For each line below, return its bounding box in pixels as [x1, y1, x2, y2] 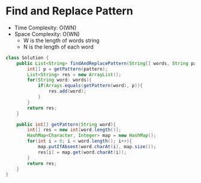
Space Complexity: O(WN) [14, 30, 80, 37]
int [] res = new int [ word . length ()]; [27, 127, 121, 133]
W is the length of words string [23, 37, 100, 44]
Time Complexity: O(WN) [14, 24, 77, 31]
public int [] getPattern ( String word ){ [16, 121, 116, 127]
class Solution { [5, 55, 49, 61]
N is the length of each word [23, 43, 94, 50]
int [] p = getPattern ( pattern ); [27, 66, 109, 72]
